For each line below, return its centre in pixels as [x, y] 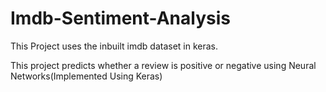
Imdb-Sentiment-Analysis [120, 18]
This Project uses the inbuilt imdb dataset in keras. [114, 46]
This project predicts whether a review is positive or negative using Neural [163, 65]
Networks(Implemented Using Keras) [86, 76]
